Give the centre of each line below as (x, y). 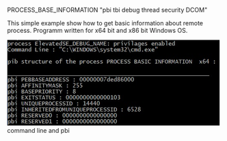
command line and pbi (38, 130)
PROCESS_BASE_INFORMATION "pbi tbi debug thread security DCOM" (107, 10)
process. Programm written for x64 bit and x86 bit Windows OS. (97, 30)
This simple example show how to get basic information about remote (105, 23)
